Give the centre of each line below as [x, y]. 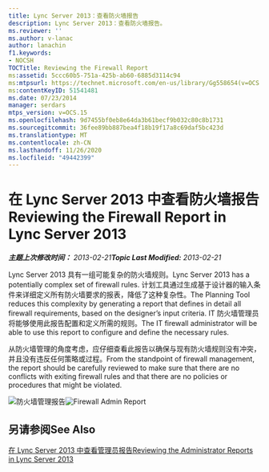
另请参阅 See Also [52, 429]
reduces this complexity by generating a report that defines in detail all [125, 304]
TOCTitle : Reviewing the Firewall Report [78, 68]
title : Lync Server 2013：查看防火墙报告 [73, 16]
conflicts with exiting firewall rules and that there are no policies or [118, 376]
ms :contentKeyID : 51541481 [53, 90]
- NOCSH [21, 61]
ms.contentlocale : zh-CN [50, 142]
